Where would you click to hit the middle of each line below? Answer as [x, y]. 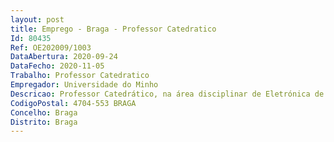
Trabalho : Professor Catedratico [80, 76]
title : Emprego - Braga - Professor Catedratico [113, 29]
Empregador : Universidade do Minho [84, 85]
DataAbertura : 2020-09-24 [64, 57]
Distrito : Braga [44, 122]
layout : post [37, 19]
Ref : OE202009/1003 [51, 47]
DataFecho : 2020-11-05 [57, 66]
